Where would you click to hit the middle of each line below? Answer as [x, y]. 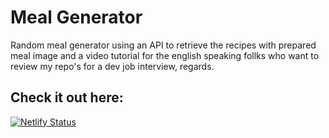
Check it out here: [67, 97]
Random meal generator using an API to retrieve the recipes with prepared [163, 45]
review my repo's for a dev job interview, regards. [112, 66]
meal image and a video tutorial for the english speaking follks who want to [165, 55]
